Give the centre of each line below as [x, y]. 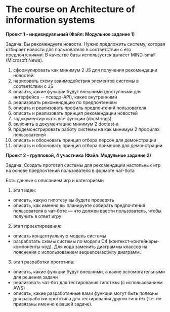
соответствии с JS [33, 86]
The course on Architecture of [71, 9]
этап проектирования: [37, 226]
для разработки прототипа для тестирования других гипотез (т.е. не [87, 298]
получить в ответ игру [37, 216]
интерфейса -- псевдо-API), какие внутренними [65, 97]
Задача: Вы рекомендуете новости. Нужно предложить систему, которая [86, 44]
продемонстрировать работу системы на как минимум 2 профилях [86, 129]
